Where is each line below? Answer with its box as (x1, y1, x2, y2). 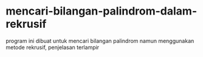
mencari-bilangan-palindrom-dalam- (5, 4, 198, 18)
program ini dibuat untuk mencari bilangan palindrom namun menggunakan (5, 37, 194, 44)
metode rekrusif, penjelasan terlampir (5, 44, 100, 51)
